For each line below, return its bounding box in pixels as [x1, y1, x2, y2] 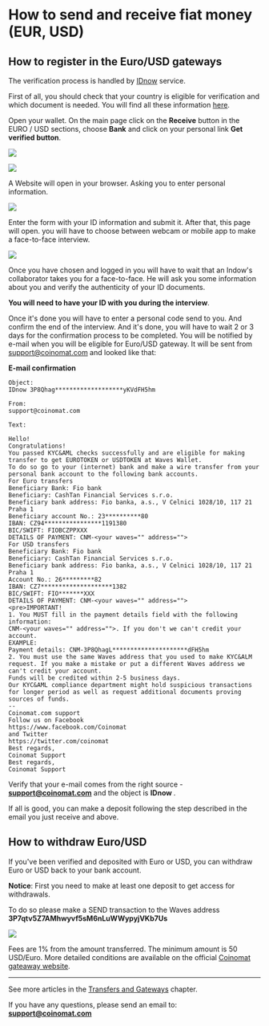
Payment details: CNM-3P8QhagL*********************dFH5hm [8, 646, 210, 654]
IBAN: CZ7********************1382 [8, 582, 127, 591]
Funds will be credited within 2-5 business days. [8, 674, 181, 682]
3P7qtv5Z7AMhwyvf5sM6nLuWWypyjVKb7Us [8, 914, 168, 923]
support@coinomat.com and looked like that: [8, 348, 157, 357]
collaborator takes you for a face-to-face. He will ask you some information [8, 274, 256, 283]
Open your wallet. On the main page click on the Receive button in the [8, 116, 240, 125]
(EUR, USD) [8, 22, 85, 41]
